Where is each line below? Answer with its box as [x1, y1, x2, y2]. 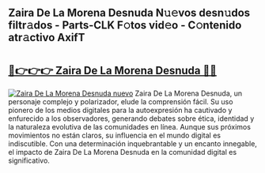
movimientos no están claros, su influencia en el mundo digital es [8, 130, 221, 140]
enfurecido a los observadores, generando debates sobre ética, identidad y [8, 114, 255, 123]
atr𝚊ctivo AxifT [8, 31, 85, 44]
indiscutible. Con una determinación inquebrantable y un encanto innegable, [8, 139, 257, 149]
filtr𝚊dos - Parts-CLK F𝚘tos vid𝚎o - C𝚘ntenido [8, 19, 242, 32]
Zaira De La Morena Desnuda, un [134, 88, 243, 98]
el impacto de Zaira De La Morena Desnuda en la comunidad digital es [8, 148, 237, 156]
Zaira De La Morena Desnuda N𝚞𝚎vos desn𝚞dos [8, 6, 251, 20]
